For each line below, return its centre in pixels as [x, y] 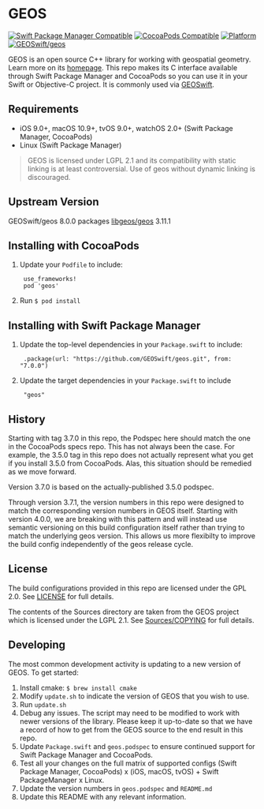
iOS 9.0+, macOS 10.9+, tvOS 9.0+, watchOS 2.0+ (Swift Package [126, 128]
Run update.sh [43, 704]
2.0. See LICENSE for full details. [61, 596]
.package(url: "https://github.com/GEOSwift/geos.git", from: [128, 359]
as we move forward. [43, 472]
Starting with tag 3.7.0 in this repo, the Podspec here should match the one [129, 438]
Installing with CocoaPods [74, 245]
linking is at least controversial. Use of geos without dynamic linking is [141, 169]
